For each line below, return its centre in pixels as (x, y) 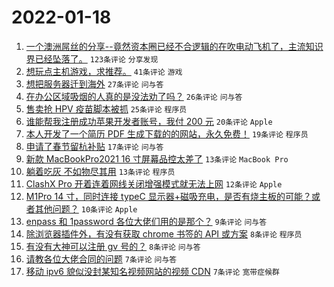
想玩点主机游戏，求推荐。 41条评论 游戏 (104, 71)
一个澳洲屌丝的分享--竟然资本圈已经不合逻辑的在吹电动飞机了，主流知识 (174, 46)
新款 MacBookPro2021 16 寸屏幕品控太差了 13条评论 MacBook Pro (157, 158)
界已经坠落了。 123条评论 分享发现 (92, 58)
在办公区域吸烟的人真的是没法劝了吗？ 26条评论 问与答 (134, 96)
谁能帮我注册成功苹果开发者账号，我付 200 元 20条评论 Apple (149, 121)
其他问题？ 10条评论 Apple (86, 208)
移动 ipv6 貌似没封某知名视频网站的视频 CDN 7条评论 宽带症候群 (152, 271)
